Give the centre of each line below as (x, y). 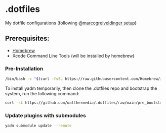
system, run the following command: (42, 93)
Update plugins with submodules (46, 115)
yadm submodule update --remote (38, 126)
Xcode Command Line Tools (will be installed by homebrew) (73, 56)
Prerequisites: (27, 38)
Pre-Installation (24, 68)
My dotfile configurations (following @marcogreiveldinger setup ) (71, 23)
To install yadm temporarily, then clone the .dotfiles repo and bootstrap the (81, 88)
